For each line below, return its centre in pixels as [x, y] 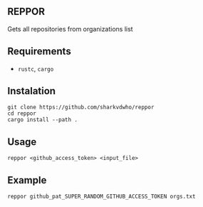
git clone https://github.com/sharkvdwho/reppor [81, 107]
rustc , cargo [36, 69]
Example [27, 180]
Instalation [31, 91]
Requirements [39, 52]
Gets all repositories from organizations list [70, 29]
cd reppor [22, 113]
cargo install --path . [43, 120]
